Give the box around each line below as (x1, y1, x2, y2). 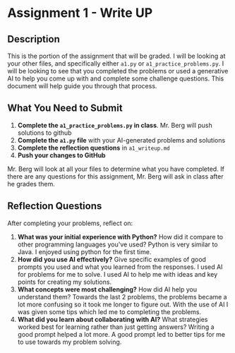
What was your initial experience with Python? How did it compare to (17, 232, 224, 241)
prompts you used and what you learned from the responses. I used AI (17, 263, 223, 271)
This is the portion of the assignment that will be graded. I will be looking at (7, 52, 226, 60)
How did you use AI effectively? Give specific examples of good (17, 255, 207, 263)
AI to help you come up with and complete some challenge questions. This (7, 74, 224, 83)
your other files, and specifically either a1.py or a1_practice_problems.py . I (7, 59, 224, 68)
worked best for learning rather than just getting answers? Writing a (17, 323, 215, 331)
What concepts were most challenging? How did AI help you (17, 285, 198, 294)
